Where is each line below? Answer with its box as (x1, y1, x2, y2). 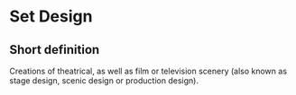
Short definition (9, 42, 100, 57)
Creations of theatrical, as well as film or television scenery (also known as (9, 65, 287, 76)
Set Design (9, 6, 93, 27)
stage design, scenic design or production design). (9, 75, 199, 86)
